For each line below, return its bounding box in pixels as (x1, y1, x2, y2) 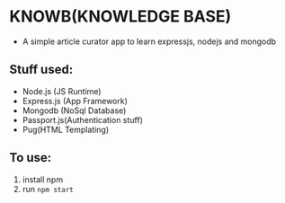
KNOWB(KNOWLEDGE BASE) (9, 6, 232, 27)
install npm (22, 173, 64, 185)
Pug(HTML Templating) (22, 124, 110, 135)
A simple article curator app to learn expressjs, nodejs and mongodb (22, 36, 277, 47)
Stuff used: (9, 62, 74, 77)
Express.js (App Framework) (22, 95, 129, 106)
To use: (9, 150, 52, 165)
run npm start (22, 183, 74, 194)
